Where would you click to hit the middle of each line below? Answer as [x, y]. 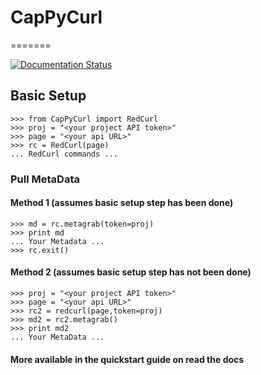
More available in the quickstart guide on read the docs [127, 359]
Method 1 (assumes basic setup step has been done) [122, 203]
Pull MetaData [45, 179]
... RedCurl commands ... [64, 154]
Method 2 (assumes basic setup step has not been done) [131, 272]
